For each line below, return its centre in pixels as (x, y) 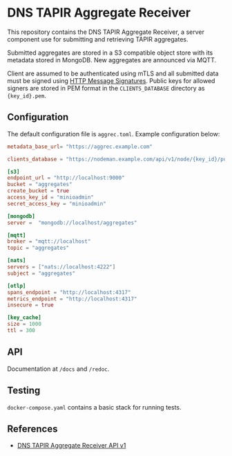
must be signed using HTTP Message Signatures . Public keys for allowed (111, 80)
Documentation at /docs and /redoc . (58, 369)
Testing (24, 391)
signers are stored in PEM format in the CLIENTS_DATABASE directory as (106, 88)
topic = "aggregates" (38, 248)
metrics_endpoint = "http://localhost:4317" (72, 299)
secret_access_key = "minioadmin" (57, 203)
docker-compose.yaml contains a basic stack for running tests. (94, 407)
